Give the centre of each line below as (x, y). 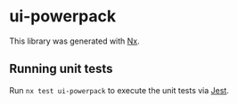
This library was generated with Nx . (74, 41)
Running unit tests (61, 69)
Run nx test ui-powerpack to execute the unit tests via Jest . (119, 90)
